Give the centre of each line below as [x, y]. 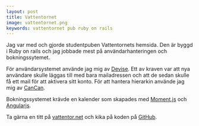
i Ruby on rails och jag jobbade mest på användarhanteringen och [87, 51]
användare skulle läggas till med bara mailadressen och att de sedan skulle [98, 75]
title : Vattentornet [32, 17]
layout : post [22, 12]
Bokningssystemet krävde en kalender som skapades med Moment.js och [97, 99]
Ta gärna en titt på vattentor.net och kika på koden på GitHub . [82, 117]
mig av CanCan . [26, 88]
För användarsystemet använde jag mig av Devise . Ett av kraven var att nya [98, 69]
